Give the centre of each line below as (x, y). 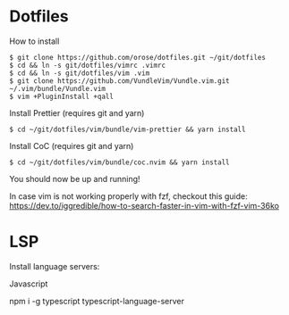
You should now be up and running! (75, 178)
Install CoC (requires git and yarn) (72, 145)
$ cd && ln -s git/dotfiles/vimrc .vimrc (88, 65)
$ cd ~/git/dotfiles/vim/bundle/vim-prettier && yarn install (127, 129)
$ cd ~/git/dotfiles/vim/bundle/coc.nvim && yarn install (119, 162)
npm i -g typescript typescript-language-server (97, 301)
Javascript (29, 284)
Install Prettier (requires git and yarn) (77, 112)
